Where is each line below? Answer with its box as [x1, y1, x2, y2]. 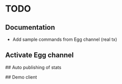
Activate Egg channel [5, 51, 74, 59]
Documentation [5, 23, 55, 32]
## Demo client [5, 74, 37, 80]
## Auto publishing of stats [5, 64, 62, 70]
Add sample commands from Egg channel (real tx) [12, 36, 117, 42]
